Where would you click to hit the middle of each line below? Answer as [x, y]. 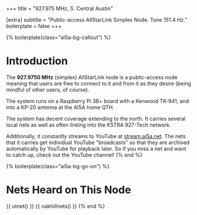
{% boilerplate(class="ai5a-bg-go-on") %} [58, 166]
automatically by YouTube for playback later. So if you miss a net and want [96, 148]
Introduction [37, 61]
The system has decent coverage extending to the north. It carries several [96, 118]
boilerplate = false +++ [34, 26]
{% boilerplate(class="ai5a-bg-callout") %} [59, 37]
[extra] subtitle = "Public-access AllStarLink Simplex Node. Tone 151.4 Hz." [97, 20]
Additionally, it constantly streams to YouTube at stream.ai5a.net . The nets [96, 136]
